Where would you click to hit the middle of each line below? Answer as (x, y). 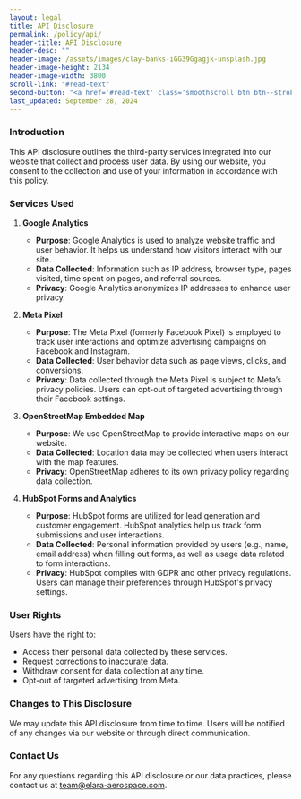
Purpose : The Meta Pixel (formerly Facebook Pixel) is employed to (159, 331)
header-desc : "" (39, 51)
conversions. (59, 370)
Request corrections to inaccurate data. (95, 662)
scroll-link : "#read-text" (60, 84)
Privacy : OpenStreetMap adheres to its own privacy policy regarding (162, 471)
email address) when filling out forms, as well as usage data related (160, 554)
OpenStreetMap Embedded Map (83, 416)
